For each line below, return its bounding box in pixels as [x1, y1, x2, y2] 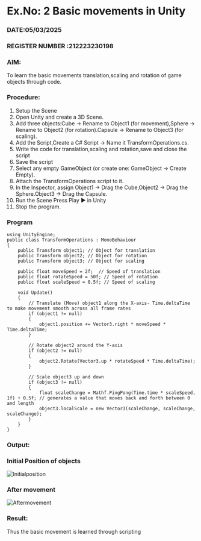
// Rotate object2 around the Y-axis [28, 342, 123, 348]
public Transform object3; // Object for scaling [17, 258, 145, 264]
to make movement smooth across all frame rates [7, 305, 131, 311]
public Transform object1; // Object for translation [17, 247, 155, 254]
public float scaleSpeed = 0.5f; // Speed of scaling [17, 279, 155, 285]
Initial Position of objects [7, 457, 81, 465]
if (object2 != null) [28, 348, 83, 354]
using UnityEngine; [7, 231, 56, 237]
